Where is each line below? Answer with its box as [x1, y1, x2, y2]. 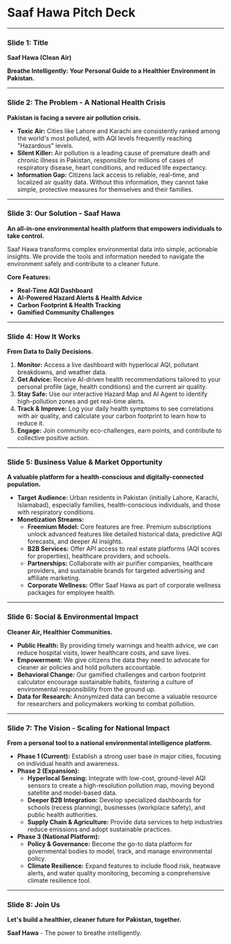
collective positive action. [16, 434, 89, 442]
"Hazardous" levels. [16, 141, 74, 149]
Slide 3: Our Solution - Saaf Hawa [7, 208, 121, 218]
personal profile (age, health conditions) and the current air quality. [16, 383, 208, 391]
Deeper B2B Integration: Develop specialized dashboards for [27, 796, 201, 804]
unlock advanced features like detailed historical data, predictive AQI [27, 530, 222, 538]
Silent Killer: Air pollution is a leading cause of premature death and [16, 149, 210, 157]
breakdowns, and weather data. [16, 368, 107, 376]
